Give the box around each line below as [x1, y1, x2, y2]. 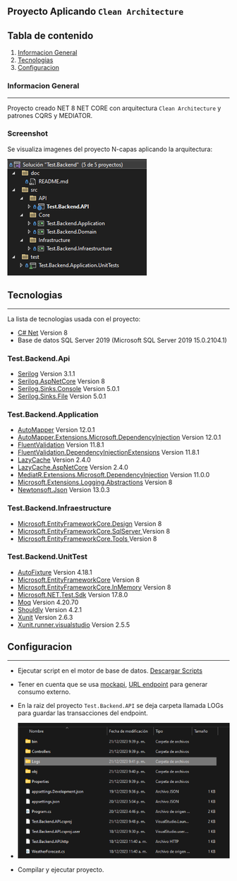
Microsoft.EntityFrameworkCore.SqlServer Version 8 [17, 527, 171, 535]
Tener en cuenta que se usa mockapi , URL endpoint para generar [17, 680, 208, 688]
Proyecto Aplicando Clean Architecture [7, 6, 184, 18]
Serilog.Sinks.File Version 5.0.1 [17, 392, 107, 400]
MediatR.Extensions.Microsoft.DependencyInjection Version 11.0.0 [17, 471, 210, 479]
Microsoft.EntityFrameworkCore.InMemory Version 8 [17, 582, 171, 592]
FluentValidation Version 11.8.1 [17, 440, 104, 449]
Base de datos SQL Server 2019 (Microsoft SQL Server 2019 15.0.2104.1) [17, 335, 227, 344]
